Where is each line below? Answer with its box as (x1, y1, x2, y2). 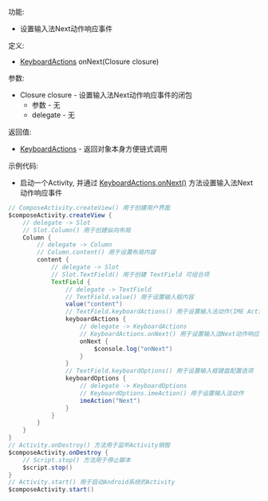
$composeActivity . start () (8, 486, 94, 494)
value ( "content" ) (65, 300, 124, 309)
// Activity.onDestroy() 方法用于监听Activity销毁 (8, 441, 171, 449)
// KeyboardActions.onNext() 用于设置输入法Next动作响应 (79, 329, 260, 337)
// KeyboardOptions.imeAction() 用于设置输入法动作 (79, 389, 245, 397)
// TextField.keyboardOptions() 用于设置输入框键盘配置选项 (65, 367, 254, 375)
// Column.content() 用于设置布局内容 (37, 248, 156, 257)
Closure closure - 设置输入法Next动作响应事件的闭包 (19, 90, 193, 100)
